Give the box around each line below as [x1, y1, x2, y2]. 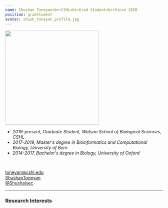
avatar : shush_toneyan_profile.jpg [5, 17, 79, 22]
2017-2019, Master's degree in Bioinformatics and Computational [12, 139, 147, 145]
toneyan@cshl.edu [5, 169, 44, 175]
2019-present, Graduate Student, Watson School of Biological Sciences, [12, 129, 161, 135]
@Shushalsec [5, 180, 33, 186]
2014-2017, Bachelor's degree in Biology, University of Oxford [12, 150, 140, 156]
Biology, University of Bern [12, 145, 68, 151]
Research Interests [5, 197, 52, 204]
